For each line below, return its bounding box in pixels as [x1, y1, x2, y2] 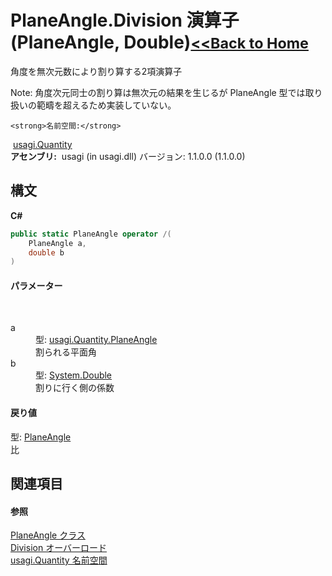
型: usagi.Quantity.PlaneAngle [35, 334, 158, 346]
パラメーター [10, 279, 63, 291]
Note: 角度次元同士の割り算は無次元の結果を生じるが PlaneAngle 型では [10, 86, 306, 98]
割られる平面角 [35, 346, 97, 358]
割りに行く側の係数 [35, 382, 115, 394]
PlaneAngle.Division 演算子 [10, 9, 240, 32]
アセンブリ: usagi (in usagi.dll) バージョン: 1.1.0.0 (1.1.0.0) [10, 150, 246, 162]
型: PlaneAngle [10, 431, 72, 443]
